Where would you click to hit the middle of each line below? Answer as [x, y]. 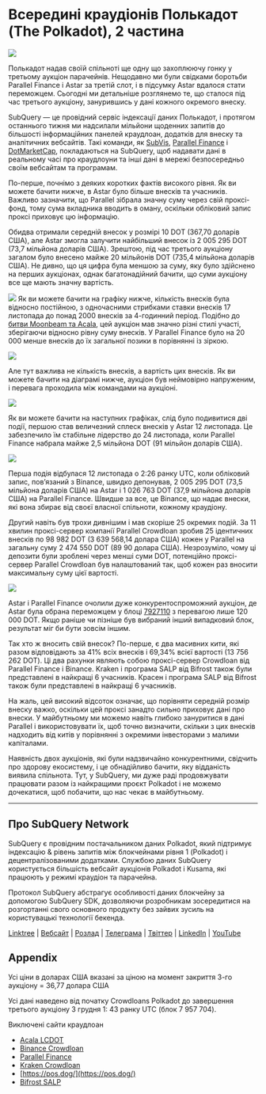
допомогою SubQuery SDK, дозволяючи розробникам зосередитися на [129, 901]
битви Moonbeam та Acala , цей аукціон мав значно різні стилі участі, [125, 324]
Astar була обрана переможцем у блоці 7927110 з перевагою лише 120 [128, 611]
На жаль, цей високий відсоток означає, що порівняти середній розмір [129, 701]
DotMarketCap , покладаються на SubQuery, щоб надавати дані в [117, 150]
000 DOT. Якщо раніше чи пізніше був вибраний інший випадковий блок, [131, 620]
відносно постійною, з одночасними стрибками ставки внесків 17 [120, 307]
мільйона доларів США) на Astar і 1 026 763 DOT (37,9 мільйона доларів [129, 490]
